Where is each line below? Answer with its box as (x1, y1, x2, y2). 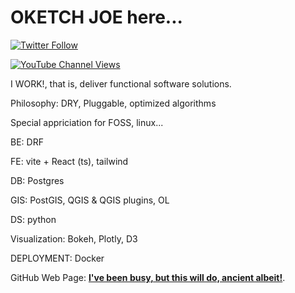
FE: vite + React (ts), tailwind (10, 155, 129, 167)
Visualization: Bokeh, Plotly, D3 (10, 232, 138, 245)
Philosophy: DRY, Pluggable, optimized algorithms (10, 97, 217, 109)
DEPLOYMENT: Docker (10, 252, 105, 264)
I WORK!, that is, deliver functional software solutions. (10, 77, 232, 90)
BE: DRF (10, 136, 44, 148)
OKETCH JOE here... (10, 6, 183, 29)
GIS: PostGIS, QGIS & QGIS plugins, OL (10, 194, 170, 206)
